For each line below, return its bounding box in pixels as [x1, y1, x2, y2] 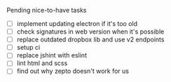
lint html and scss [16, 59, 68, 67]
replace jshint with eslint [16, 51, 87, 60]
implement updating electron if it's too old [16, 20, 138, 27]
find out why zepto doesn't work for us [16, 67, 129, 76]
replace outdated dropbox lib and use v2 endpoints [16, 35, 165, 44]
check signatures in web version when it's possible [16, 27, 165, 36]
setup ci [16, 43, 41, 52]
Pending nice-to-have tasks [6, 6, 87, 14]
